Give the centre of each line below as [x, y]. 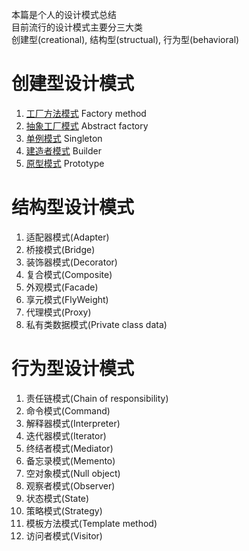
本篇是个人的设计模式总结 [64, 14]
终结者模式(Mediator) [69, 448]
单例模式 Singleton [64, 138]
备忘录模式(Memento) [70, 460]
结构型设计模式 [73, 207]
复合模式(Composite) [69, 274]
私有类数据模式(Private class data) [96, 324]
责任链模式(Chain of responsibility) [97, 398]
